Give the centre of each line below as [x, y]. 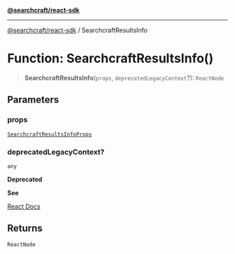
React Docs [24, 206]
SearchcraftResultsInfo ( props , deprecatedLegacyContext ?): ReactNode [124, 78]
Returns [25, 228]
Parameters [33, 100]
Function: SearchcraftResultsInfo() [111, 58]
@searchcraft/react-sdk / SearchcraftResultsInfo [78, 30]
